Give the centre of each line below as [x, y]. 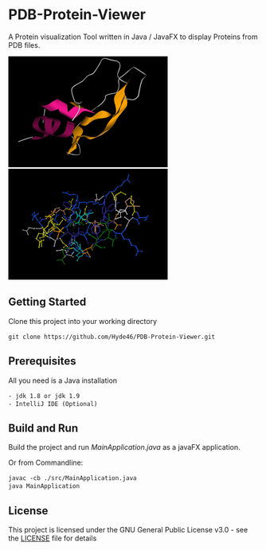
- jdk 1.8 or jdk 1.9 [44, 396]
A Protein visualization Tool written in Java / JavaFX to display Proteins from [133, 37]
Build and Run [43, 428]
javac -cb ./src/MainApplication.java [72, 478]
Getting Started [47, 302]
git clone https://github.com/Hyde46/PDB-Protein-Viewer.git [112, 337]
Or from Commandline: [46, 462]
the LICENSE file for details [53, 538]
